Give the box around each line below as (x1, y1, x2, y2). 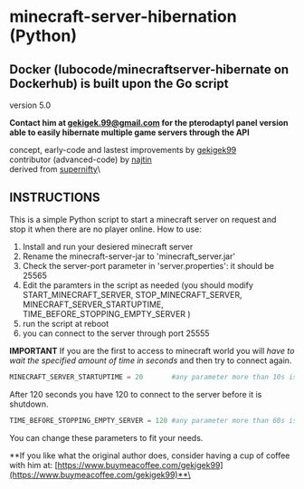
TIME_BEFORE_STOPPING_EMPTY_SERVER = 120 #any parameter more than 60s (9, 416, 285, 425)
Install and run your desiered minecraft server (22, 241, 194, 252)
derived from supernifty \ (9, 164, 101, 174)
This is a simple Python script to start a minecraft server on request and (9, 214, 277, 225)
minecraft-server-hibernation (9, 6, 237, 27)
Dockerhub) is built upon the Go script (9, 75, 229, 91)
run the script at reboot (22, 318, 109, 329)
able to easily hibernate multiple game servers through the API (9, 127, 251, 138)
